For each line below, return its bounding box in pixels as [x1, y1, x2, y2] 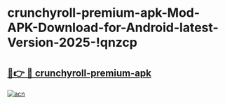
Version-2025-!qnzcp [7, 35, 138, 50]
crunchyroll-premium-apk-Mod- [7, 5, 200, 21]
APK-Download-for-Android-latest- [7, 20, 219, 36]
